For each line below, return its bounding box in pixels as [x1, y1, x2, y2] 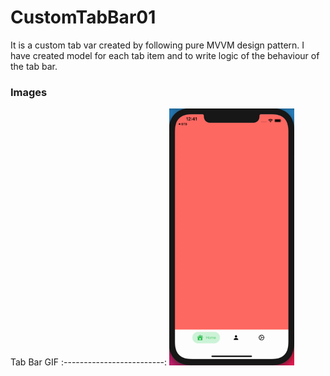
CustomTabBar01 [10, 6, 157, 29]
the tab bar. [10, 60, 58, 72]
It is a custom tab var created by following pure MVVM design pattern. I [10, 39, 305, 51]
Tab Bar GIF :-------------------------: [10, 356, 168, 368]
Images [10, 85, 48, 99]
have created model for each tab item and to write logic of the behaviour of [10, 49, 320, 61]
